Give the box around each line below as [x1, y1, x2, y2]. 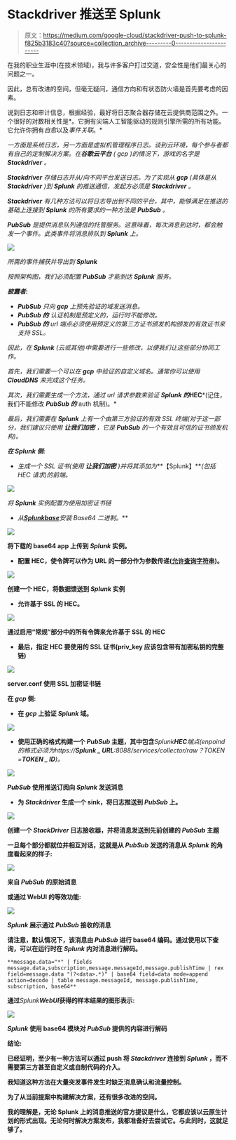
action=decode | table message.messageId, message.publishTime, [7, 976, 199, 983]
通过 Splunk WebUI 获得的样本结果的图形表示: [7, 996, 135, 1005]
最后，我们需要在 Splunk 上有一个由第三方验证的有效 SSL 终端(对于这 [7, 414, 209, 423]
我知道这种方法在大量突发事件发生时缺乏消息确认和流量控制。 [7, 1078, 186, 1086]
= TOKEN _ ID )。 [17, 755, 64, 763]
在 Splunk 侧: [7, 446, 46, 455]
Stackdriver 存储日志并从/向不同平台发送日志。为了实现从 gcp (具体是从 [7, 173, 217, 181]
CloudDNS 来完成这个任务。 [7, 376, 90, 384]
